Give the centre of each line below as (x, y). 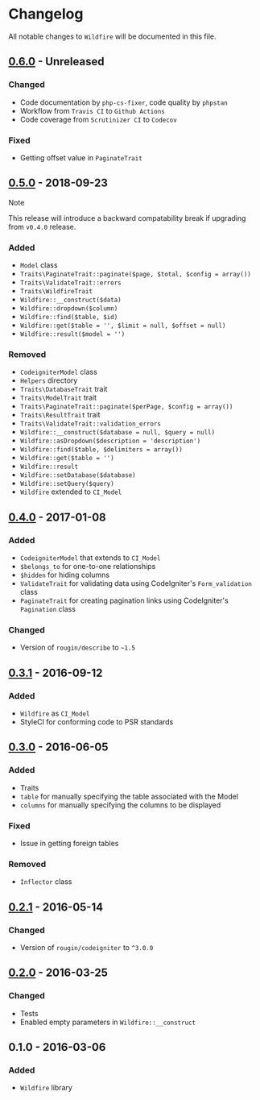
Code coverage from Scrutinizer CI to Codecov (98, 119)
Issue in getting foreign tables (69, 843)
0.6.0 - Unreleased (56, 62)
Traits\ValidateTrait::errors (71, 283)
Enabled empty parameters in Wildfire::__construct (107, 1022)
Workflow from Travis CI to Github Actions (92, 110)
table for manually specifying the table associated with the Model (129, 796)
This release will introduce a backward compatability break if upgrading (127, 218)
